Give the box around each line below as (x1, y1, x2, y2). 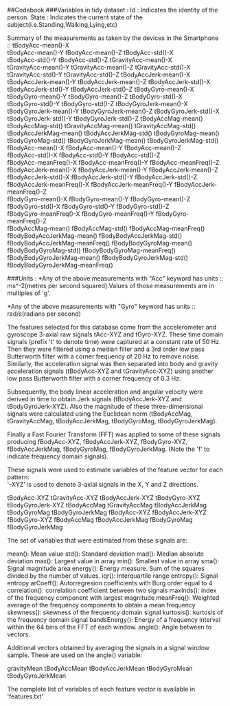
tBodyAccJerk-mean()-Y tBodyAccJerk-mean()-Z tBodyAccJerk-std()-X (7, 78, 211, 85)
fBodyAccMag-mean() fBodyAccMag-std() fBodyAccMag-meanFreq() (7, 224, 205, 232)
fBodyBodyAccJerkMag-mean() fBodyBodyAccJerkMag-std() (7, 232, 183, 240)
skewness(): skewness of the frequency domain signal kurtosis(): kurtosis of (7, 608, 223, 616)
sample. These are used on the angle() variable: (7, 651, 143, 659)
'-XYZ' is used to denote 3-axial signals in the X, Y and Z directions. (7, 481, 199, 488)
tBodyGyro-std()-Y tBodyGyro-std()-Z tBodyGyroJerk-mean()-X (7, 100, 188, 108)
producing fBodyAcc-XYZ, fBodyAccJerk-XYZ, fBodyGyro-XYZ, (7, 438, 188, 445)
